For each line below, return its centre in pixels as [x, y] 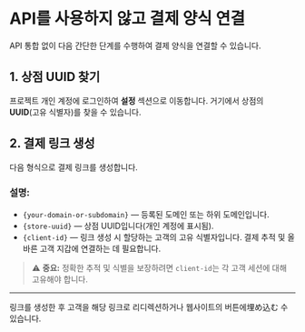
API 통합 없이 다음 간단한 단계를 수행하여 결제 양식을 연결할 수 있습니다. [135, 45]
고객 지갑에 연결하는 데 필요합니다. [100, 248]
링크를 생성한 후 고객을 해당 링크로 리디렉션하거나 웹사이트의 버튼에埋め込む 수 [149, 307]
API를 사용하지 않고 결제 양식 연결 [127, 19]
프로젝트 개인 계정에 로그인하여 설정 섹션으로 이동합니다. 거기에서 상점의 [137, 100]
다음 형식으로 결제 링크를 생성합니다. [74, 167]
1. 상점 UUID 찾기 [55, 77]
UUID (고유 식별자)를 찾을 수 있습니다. [75, 112]
